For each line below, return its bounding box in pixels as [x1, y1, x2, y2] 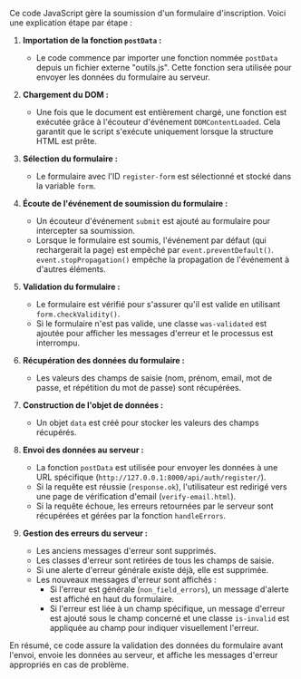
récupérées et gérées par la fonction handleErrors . [35, 510, 227, 520]
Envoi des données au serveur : [22, 444, 144, 455]
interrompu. [35, 337, 80, 348]
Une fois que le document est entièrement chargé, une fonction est [35, 107, 287, 117]
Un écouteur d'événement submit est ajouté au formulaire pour [35, 216, 271, 226]
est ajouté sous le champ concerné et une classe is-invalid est [49, 613, 290, 624]
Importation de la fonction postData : [22, 35, 162, 45]
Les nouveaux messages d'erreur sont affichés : [35, 575, 218, 585]
